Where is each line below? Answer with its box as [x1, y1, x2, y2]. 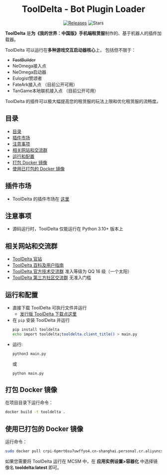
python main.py [12, 371, 44, 376]
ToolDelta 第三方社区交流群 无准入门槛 [12, 275, 91, 281]
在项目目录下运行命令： [5, 399, 53, 406]
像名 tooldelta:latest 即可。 [5, 465, 62, 471]
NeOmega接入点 [12, 63, 47, 69]
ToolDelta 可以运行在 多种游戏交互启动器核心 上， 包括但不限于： [5, 47, 136, 53]
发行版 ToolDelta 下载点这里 [19, 311, 77, 317]
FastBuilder [12, 57, 36, 63]
